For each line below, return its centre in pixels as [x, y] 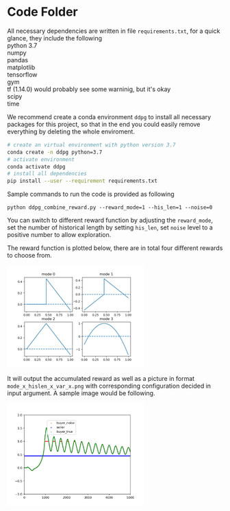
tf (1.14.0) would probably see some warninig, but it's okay [89, 89]
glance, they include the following [55, 38]
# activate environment [41, 159]
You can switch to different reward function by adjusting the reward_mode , [110, 221]
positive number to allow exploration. [59, 235]
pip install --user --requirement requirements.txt [82, 181]
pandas [18, 60]
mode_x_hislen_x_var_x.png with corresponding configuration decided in [109, 386]
